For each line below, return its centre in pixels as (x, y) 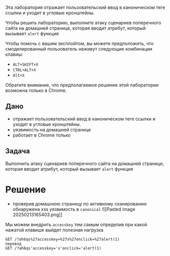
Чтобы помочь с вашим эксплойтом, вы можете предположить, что (80, 43)
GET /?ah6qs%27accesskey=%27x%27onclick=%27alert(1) (63, 239)
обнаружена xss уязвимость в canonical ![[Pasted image (74, 209)
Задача (18, 151)
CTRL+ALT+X (24, 70)
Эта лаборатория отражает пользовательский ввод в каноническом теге (85, 7)
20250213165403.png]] (38, 215)
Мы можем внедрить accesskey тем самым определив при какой (76, 224)
